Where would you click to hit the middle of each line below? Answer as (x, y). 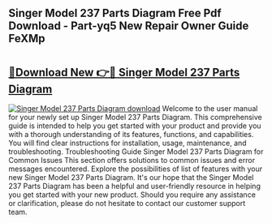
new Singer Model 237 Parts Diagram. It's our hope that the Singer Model (131, 177)
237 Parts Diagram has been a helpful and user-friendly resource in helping (135, 186)
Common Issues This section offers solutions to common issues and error (132, 160)
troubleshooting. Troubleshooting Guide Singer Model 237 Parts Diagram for (136, 152)
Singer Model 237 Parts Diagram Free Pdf (115, 13)
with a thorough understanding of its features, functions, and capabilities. (131, 134)
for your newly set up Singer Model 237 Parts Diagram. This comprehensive (135, 117)
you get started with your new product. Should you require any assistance (132, 195)
